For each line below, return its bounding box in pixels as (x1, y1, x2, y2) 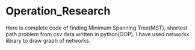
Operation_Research (5, 4, 111, 18)
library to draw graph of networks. (5, 37, 91, 44)
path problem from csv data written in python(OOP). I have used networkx (5, 30, 190, 37)
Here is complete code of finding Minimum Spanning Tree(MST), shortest (5, 24, 188, 31)
